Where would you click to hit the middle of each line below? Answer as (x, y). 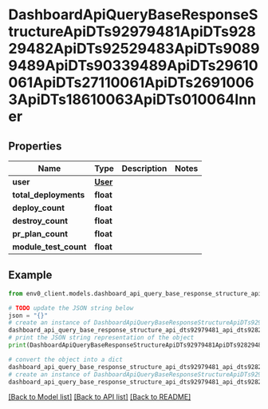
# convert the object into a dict (66, 359)
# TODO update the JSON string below (71, 308)
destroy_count (40, 221)
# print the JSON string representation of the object (101, 338)
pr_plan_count (40, 234)
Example (30, 275)
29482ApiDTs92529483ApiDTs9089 (134, 49)
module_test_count (49, 247)
